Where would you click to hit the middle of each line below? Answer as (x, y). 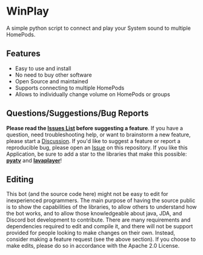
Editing (20, 179)
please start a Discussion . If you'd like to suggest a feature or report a (93, 141)
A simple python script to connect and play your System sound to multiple (98, 28)
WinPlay (28, 11)
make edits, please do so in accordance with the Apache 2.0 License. (93, 246)
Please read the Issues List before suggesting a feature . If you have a (95, 128)
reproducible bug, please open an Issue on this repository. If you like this (97, 147)
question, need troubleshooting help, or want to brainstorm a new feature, (98, 134)
